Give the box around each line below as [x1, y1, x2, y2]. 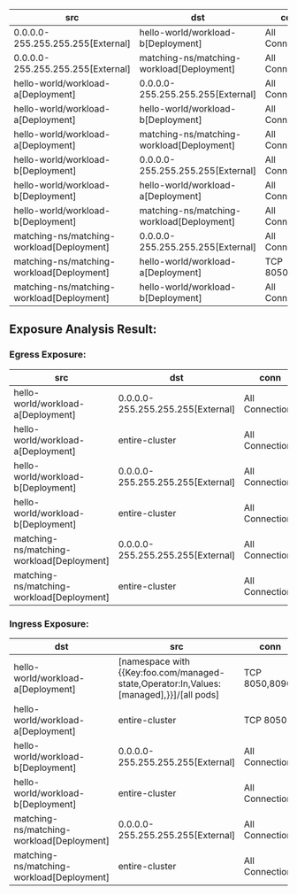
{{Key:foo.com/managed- [118, 666, 225, 678]
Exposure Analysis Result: [9, 322, 157, 337]
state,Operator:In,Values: [118, 677, 221, 690]
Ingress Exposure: [9, 617, 89, 629]
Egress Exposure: [9, 349, 87, 361]
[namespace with [118, 655, 191, 667]
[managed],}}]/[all [118, 688, 193, 700]
